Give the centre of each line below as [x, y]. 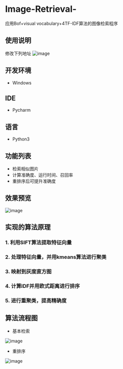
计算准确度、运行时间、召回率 [42, 175]
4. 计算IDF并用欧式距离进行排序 [42, 286]
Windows [22, 83]
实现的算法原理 [28, 227]
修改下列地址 [18, 53]
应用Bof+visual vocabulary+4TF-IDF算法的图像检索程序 [61, 23]
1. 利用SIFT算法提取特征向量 [39, 242]
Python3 [21, 139]
